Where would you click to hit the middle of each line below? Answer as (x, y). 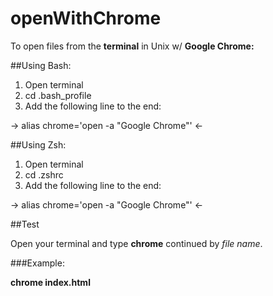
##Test (25, 224)
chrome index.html (50, 282)
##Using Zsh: (38, 144)
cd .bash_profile (58, 95)
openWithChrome (86, 18)
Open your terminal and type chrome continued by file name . (136, 243)
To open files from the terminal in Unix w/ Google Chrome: (132, 46)
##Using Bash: (41, 65)
